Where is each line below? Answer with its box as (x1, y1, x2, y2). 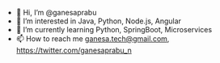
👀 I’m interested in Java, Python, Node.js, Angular (15, 16, 182, 26)
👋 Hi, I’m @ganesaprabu (15, 8, 97, 17)
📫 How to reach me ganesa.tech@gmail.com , (15, 34, 170, 44)
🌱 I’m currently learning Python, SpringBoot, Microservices (15, 25, 213, 34)
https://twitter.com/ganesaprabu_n (15, 45, 132, 55)
